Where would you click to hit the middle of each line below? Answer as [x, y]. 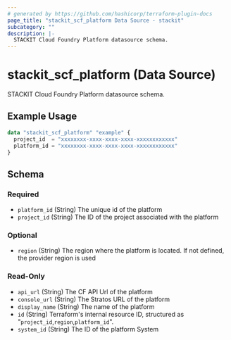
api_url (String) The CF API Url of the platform [85, 291]
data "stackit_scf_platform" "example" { [69, 132]
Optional [22, 235]
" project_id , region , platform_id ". [65, 322]
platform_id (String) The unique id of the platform [90, 210]
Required [23, 194]
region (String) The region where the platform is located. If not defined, [121, 251]
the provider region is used [57, 258]
